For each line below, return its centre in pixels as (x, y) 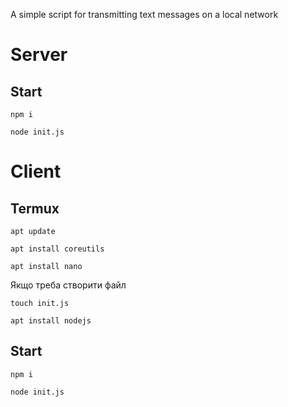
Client (36, 171)
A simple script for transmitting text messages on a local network (144, 14)
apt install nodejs (51, 321)
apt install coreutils (57, 249)
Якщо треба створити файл (68, 285)
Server (39, 55)
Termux (35, 208)
